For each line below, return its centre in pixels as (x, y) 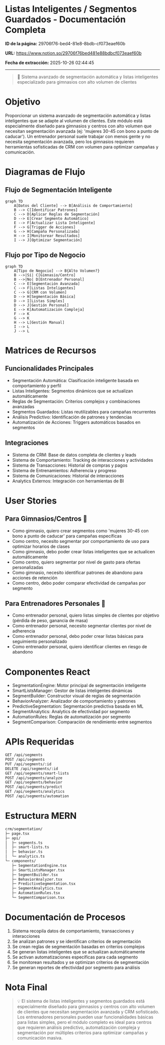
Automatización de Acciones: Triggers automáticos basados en (76, 422)
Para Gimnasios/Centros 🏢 (46, 519)
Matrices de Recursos (51, 350)
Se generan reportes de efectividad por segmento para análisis (76, 967)
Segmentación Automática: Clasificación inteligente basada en (75, 380)
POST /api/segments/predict (34, 787)
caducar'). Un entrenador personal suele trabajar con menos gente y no (78, 136)
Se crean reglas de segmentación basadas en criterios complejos (78, 946)
